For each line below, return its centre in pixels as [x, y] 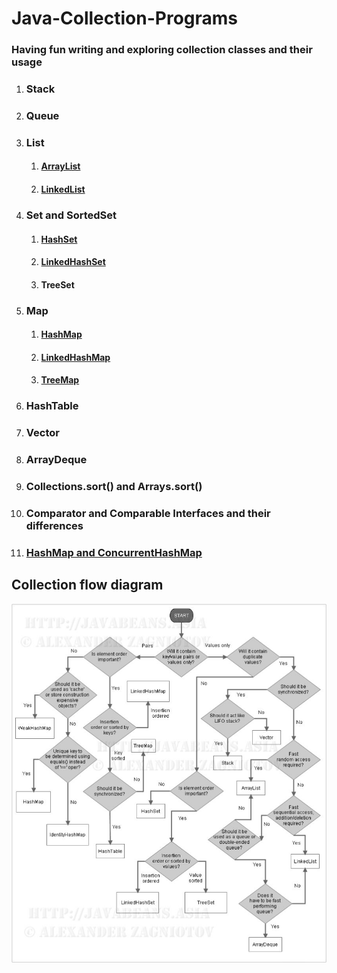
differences [54, 526]
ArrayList [60, 166]
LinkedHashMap [75, 357]
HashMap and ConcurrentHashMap [114, 552]
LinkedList [63, 189]
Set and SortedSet [71, 215]
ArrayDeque [56, 460]
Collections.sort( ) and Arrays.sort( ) [114, 487]
